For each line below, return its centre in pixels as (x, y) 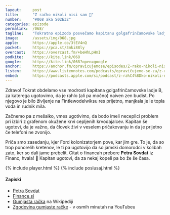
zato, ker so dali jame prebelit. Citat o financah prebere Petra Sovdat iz (79, 153)
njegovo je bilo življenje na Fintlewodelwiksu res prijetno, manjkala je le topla (85, 101)
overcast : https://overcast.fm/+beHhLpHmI (53, 52)
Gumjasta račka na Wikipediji (43, 202)
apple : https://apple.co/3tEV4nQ (46, 43)
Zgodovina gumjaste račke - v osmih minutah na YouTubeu (74, 207)
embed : (12, 76)
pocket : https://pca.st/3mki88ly (45, 48)
